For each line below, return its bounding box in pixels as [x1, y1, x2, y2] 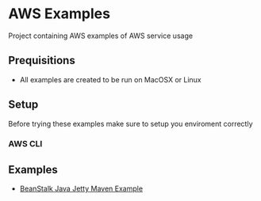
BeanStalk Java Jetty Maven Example [19, 184, 144, 194]
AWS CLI [8, 138, 43, 150]
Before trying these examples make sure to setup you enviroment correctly [8, 119, 253, 128]
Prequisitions [8, 54, 75, 67]
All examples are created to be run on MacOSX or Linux [19, 74, 202, 84]
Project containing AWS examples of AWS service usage [8, 31, 193, 40]
